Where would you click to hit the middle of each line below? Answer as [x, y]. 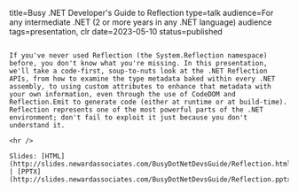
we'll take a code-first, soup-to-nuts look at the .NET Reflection [138, 71]
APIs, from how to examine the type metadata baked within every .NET [142, 79]
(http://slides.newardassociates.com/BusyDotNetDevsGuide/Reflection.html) [152, 164]
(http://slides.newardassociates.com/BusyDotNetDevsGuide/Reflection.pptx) [152, 180]
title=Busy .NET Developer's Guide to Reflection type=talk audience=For [141, 13]
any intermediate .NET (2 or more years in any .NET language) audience [141, 22]
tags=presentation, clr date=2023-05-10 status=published [116, 31]
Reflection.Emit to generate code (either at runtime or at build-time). [149, 102]
